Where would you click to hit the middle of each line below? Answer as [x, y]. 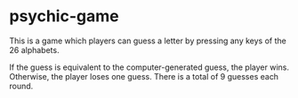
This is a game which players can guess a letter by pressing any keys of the [148, 41]
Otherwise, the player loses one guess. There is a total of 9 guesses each [144, 76]
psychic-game [64, 16]
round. [21, 86]
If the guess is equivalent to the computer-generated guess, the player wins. [149, 67]
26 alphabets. [34, 49]
